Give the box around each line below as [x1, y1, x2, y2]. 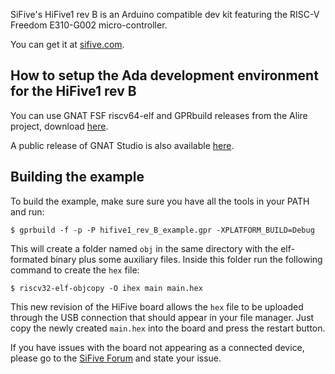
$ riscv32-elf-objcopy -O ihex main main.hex [10, 283, 203, 293]
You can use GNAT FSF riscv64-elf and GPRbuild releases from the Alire [10, 109, 308, 121]
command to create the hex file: [10, 264, 140, 276]
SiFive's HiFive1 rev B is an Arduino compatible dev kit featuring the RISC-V [10, 9, 320, 20]
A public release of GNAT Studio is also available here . [10, 139, 235, 151]
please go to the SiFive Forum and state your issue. [10, 352, 222, 364]
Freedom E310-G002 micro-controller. [10, 19, 168, 31]
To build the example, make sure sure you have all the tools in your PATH [10, 195, 310, 207]
